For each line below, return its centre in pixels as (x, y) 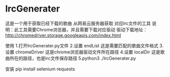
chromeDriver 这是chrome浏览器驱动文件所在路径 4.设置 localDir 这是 (88, 52)
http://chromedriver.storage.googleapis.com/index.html (63, 35)
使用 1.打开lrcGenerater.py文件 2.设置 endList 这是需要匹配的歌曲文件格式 (82, 45)
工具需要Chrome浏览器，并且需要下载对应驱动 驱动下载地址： (83, 29)
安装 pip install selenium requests (40, 69)
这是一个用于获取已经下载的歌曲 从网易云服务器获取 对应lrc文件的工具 (78, 23)
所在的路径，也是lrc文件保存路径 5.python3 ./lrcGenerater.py (73, 58)
